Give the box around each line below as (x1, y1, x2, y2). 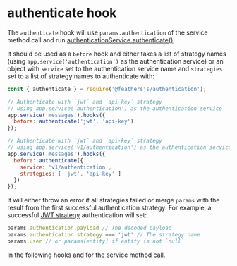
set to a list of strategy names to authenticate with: (7, 72, 155, 80)
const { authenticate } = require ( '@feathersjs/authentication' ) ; (7, 85, 207, 92)
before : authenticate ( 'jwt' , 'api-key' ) (13, 118, 134, 125)
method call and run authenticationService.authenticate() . (7, 35, 175, 44)
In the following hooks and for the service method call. (7, 250, 166, 259)
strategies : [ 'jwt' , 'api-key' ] (20, 170, 121, 177)
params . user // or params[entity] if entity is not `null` (7, 238, 185, 245)
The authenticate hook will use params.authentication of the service (7, 28, 208, 37)
